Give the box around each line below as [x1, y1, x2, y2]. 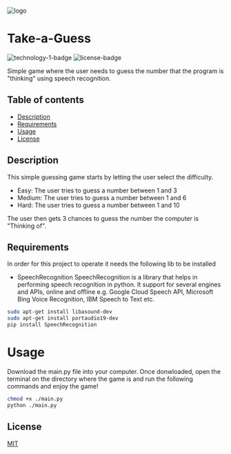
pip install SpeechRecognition [7, 322, 97, 328]
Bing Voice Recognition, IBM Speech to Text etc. [17, 295, 155, 304]
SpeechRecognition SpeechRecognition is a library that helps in [17, 273, 198, 282]
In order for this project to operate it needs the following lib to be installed [7, 259, 216, 268]
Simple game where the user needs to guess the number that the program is [7, 66, 224, 75]
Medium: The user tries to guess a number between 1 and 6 [17, 193, 187, 201]
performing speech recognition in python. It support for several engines [17, 280, 221, 289]
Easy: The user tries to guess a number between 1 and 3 [17, 186, 177, 195]
